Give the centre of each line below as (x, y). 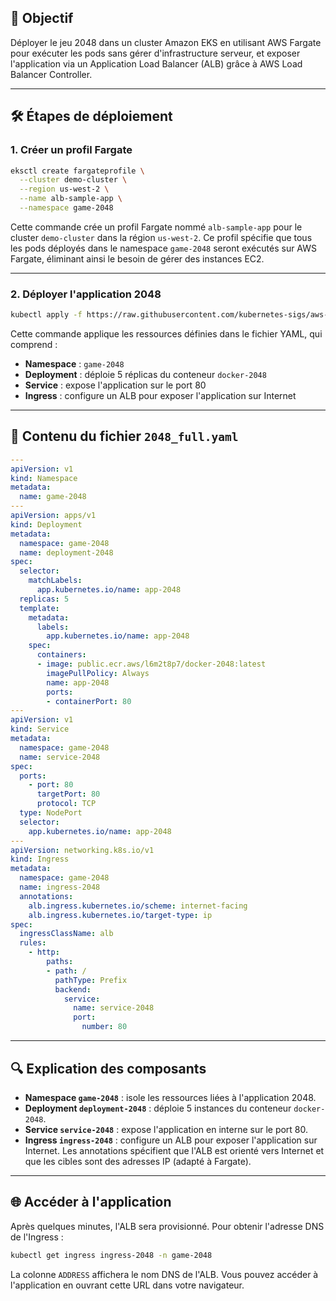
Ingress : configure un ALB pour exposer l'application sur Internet (160, 396)
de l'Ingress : (37, 1237)
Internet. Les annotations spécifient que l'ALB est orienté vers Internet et (174, 1150)
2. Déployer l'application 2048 (86, 294)
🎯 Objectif (42, 18)
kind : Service (40, 729)
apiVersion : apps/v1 (53, 516)
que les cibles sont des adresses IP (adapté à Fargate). (138, 1161)
